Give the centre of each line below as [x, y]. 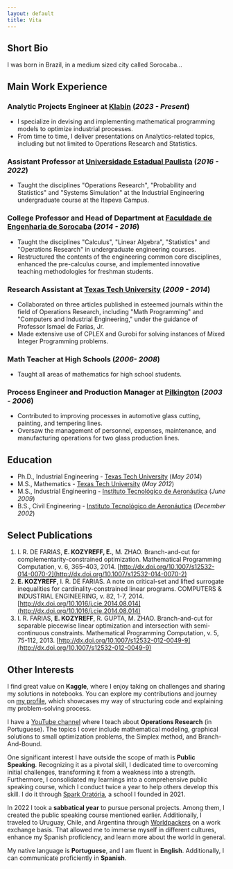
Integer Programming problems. [63, 341]
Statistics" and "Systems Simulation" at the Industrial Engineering [111, 193]
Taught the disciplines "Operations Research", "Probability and [106, 185]
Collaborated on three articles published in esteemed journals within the [120, 304]
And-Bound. [25, 743]
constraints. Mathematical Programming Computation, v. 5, [135, 633]
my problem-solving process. [49, 708]
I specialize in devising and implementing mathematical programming [116, 121]
